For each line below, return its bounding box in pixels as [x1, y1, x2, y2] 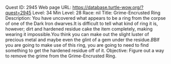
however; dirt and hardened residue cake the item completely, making [5, 26, 153, 32]
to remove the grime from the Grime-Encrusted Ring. [5, 53, 117, 59]
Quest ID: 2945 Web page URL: [5, 5, 72, 10]
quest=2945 [5, 10, 32, 16]
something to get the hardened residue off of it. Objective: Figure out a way [5, 48, 164, 53]
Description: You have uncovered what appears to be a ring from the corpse [5, 15, 166, 21]
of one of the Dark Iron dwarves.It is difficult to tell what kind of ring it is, [5, 20, 158, 26]
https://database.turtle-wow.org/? [72, 5, 144, 10]
